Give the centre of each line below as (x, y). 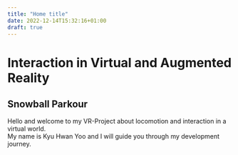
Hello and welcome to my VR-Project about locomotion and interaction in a (117, 121)
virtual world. (27, 129)
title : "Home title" (38, 14)
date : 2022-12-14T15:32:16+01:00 (57, 21)
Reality (29, 77)
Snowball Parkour (47, 104)
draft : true (25, 27)
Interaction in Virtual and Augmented (120, 62)
